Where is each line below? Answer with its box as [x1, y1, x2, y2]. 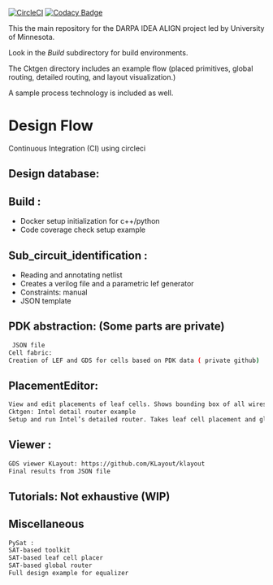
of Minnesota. [8, 33, 55, 41]
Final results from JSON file [8, 467, 111, 475]
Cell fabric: [8, 348, 53, 357]
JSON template [19, 295, 71, 305]
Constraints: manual [19, 287, 88, 297]
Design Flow [8, 116, 93, 135]
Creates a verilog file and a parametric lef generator [19, 278, 194, 288]
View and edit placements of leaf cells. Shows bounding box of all [8, 400, 245, 408]
